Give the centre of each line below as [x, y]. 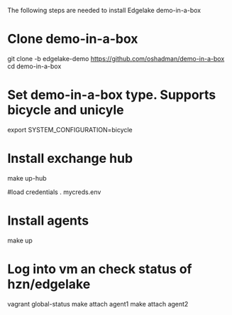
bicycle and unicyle [66, 110]
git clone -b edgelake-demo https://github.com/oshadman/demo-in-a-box [116, 58]
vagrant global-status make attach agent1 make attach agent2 [98, 304]
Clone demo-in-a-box [73, 39]
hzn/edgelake [49, 284]
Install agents [48, 220]
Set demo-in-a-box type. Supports [112, 95]
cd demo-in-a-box [34, 66]
